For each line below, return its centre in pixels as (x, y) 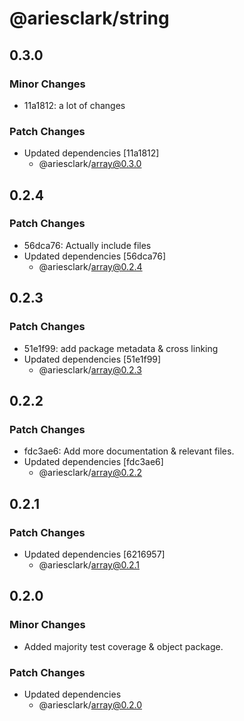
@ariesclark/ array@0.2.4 (90, 266)
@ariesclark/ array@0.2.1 (89, 564)
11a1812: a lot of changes (74, 105)
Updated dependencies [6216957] (94, 554)
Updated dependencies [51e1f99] (92, 359)
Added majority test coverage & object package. (123, 646)
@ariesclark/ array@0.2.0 (90, 704)
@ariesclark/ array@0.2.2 (90, 473)
